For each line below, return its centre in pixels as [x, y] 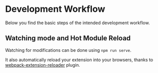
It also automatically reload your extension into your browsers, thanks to [79, 60]
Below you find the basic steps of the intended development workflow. [78, 23]
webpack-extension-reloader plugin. [43, 65]
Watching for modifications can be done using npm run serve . [68, 50]
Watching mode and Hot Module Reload [68, 38]
